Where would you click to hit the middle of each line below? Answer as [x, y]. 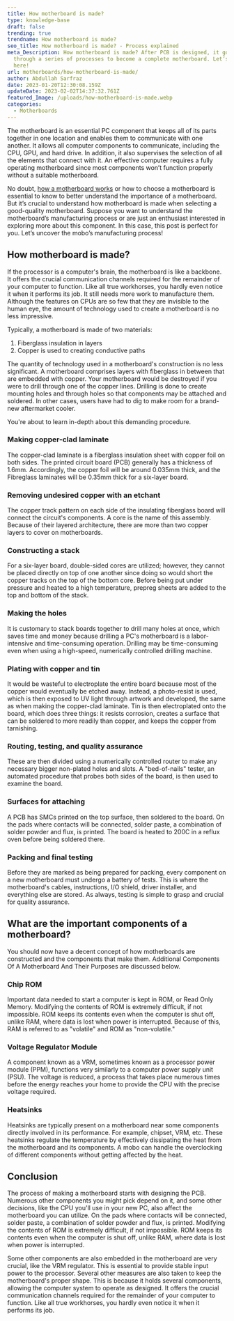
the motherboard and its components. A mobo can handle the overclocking [115, 1147]
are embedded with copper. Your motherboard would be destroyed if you [112, 378]
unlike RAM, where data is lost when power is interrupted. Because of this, [114, 1022]
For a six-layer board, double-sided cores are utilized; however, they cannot [116, 565]
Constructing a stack [44, 551]
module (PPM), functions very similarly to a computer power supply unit [110, 1070]
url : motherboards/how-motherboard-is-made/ [73, 72]
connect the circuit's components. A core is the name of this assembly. [109, 518]
